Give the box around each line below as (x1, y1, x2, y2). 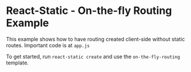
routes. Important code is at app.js (6, 42, 90, 49)
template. (6, 59, 29, 66)
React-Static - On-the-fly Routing (6, 4, 172, 17)
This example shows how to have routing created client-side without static (6, 35, 185, 42)
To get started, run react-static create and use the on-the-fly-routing (6, 53, 180, 60)
